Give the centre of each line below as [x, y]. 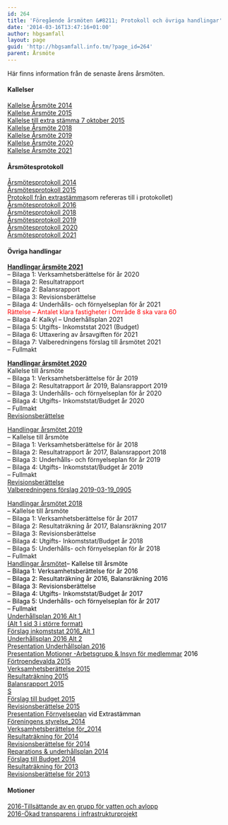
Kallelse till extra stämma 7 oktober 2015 [66, 120]
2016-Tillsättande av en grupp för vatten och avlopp [83, 806]
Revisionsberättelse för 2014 [49, 744]
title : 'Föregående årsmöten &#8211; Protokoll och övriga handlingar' [115, 21]
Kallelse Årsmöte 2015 [40, 113]
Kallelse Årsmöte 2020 [41, 143]
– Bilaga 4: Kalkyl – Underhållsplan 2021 [65, 320]
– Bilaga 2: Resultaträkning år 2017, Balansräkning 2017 [87, 526]
